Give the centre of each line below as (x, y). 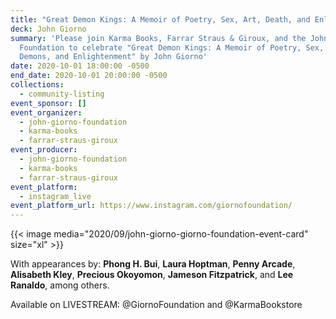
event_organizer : (46, 112)
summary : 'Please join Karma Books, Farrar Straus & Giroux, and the (158, 38)
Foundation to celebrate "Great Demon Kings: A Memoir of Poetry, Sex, (172, 47)
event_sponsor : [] (48, 103)
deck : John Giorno (48, 29)
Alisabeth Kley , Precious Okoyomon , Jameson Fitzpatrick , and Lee (152, 275)
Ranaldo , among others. (60, 285)
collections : (37, 85)
